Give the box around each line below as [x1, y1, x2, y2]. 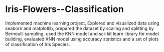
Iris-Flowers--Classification [5, 3, 124, 15]
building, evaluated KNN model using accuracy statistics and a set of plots [5, 36, 159, 42]
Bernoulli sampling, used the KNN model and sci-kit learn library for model [5, 30, 159, 36]
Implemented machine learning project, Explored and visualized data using [5, 20, 159, 26]
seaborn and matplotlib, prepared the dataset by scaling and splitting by [5, 25, 154, 31]
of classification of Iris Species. [5, 41, 70, 47]
